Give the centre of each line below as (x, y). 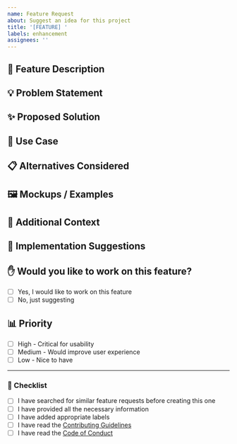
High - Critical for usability (56, 344)
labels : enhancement (38, 34)
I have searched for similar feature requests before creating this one (116, 401)
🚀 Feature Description (56, 69)
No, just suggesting (46, 300)
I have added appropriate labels (63, 417)
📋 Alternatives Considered (68, 166)
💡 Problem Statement (55, 93)
